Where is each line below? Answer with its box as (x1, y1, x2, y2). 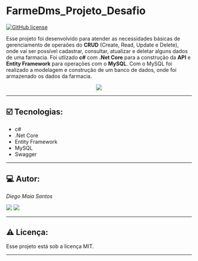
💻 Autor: (6, 174, 40, 184)
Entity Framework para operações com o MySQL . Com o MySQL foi (6, 60, 173, 67)
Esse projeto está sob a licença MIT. (6, 243, 94, 250)
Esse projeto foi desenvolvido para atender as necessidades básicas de (6, 35, 181, 42)
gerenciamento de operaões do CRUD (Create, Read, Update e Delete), (6, 41, 179, 48)
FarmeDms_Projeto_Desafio (6, 4, 146, 18)
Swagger (14, 150, 37, 157)
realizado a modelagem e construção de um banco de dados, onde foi (6, 66, 177, 73)
